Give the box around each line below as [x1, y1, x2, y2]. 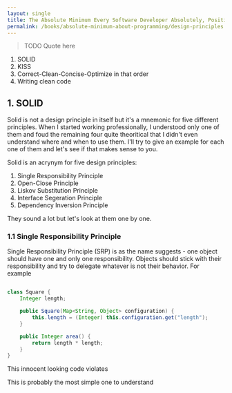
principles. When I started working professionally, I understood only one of [7, 123, 220, 131]
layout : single [7, 10, 51, 17]
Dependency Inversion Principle [17, 201, 108, 209]
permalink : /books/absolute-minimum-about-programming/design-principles [7, 23, 224, 30]
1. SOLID [7, 97, 43, 109]
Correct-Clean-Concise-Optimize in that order [17, 70, 149, 78]
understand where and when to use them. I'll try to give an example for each [7, 137, 224, 146]
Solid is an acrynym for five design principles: [7, 158, 137, 166]
